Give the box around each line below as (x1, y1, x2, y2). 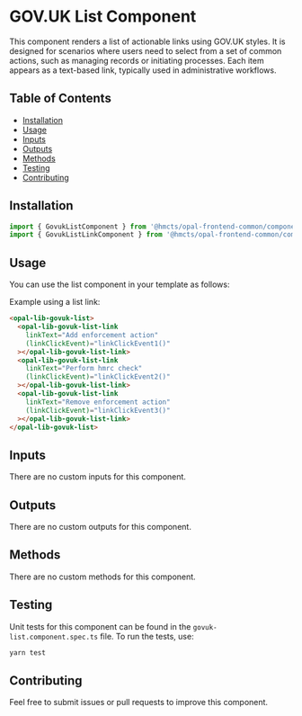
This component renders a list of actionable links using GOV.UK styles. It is (9, 36, 286, 47)
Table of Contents (9, 91, 112, 106)
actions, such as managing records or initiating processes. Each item (9, 55, 264, 66)
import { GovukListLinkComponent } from (9, 230, 164, 239)
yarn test (9, 648, 47, 658)
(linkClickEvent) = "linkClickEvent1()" (25, 339, 171, 348)
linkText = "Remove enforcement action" (25, 398, 171, 407)
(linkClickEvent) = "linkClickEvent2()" (25, 372, 171, 381)
